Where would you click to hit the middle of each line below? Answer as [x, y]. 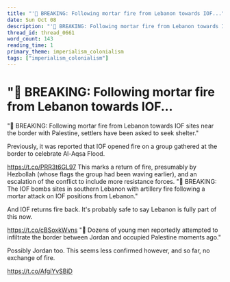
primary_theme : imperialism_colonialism [66, 52]
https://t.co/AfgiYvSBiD [40, 271]
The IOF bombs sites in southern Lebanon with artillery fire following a [106, 189]
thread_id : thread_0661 [41, 33]
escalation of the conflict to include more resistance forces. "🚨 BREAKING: [112, 181]
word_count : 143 [30, 39]
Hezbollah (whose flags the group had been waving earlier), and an [102, 174]
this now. [20, 216]
